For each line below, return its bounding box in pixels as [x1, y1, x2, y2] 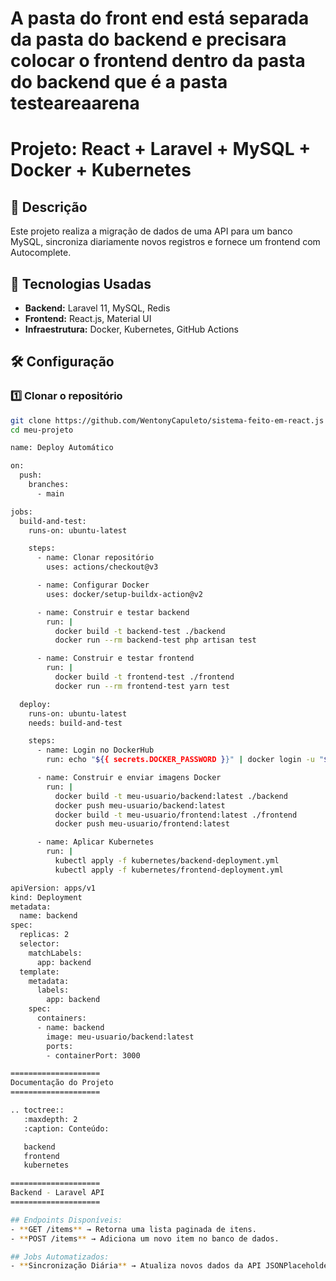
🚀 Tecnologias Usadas [10, 275, 152, 292]
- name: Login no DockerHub [36, 745, 155, 756]
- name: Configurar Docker [36, 580, 150, 591]
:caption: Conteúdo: [23, 1123, 110, 1134]
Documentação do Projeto [10, 1078, 114, 1088]
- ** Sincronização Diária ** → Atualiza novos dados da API [10, 1261, 262, 1271]
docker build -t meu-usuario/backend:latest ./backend [54, 791, 288, 801]
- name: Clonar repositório [36, 553, 155, 563]
